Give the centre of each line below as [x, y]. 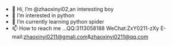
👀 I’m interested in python [43, 15]
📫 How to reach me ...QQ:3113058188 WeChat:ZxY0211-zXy [85, 28]
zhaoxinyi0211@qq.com [120, 37]
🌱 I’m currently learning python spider [58, 22]
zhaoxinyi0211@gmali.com [55, 37]
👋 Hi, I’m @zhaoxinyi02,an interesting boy [63, 9]
